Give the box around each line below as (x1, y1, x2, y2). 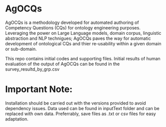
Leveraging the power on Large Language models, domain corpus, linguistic (5, 30, 162, 36)
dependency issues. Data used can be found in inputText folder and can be (5, 105, 160, 111)
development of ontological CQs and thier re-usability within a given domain (5, 40, 162, 46)
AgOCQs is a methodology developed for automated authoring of (5, 19, 139, 25)
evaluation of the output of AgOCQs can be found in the (5, 61, 120, 67)
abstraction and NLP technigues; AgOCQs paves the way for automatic (5, 35, 151, 41)
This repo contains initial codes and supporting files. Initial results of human (5, 55, 161, 61)
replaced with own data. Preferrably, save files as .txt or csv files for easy (5, 111, 156, 117)
